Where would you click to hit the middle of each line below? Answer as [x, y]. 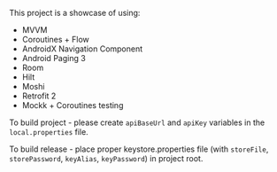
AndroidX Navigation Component [82, 49]
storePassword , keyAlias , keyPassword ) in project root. [106, 158]
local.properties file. [49, 132]
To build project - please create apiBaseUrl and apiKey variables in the [137, 122]
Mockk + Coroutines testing [73, 105]
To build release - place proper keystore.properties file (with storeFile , [139, 149]
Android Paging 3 [54, 58]
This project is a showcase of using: [75, 13]
